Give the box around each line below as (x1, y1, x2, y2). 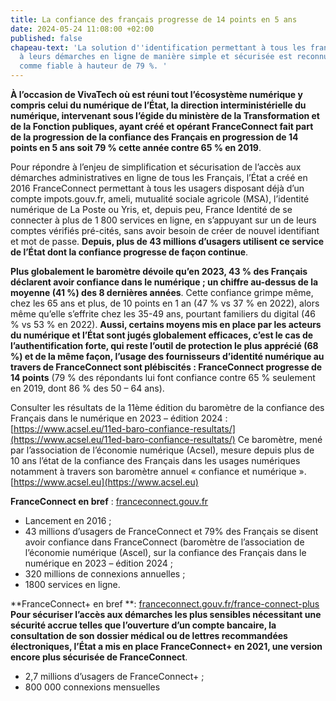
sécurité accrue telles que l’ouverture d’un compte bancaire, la (10, 619, 277, 631)
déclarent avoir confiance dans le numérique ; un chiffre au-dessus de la (10, 276, 319, 288)
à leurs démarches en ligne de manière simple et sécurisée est (19, 52, 293, 62)
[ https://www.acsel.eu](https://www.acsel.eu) (10, 476, 199, 488)
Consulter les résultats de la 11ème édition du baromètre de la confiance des (10, 402, 325, 413)
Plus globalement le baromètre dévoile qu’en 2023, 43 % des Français (10, 266, 308, 277)
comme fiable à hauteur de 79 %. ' (19, 61, 168, 71)
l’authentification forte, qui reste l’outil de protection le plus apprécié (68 (10, 340, 319, 351)
